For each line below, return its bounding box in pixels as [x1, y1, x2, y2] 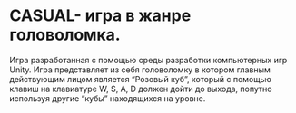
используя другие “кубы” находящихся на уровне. [9, 92, 206, 104]
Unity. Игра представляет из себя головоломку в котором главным [9, 64, 271, 75]
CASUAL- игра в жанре [9, 5, 192, 26]
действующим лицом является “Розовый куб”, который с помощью [9, 73, 272, 84]
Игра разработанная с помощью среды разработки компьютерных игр [9, 54, 288, 65]
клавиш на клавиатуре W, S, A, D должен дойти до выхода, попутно [9, 83, 272, 94]
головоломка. [9, 24, 121, 45]
